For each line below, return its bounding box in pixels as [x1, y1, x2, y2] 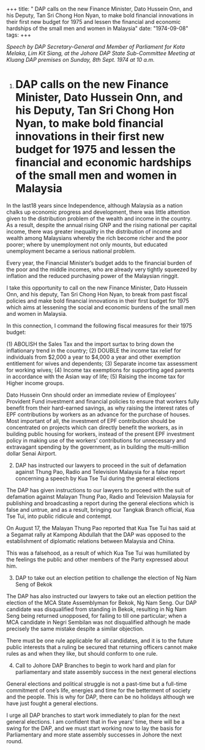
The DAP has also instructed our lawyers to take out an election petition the [6, 592, 196, 599]
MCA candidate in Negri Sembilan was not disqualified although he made [6, 618, 191, 626]
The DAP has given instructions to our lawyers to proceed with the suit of [6, 486, 191, 493]
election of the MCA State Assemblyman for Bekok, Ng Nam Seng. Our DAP [6, 599, 197, 606]
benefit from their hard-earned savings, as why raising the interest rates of [6, 404, 195, 411]
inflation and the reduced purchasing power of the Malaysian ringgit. [6, 272, 179, 279]
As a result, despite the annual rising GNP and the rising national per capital [6, 221, 197, 228]
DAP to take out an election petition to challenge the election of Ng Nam [15, 574, 197, 581]
